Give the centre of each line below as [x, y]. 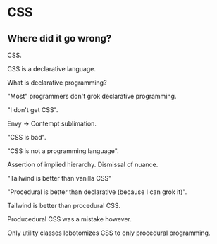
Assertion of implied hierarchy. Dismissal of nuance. [83, 164]
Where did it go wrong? [60, 38]
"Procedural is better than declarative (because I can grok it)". [97, 192]
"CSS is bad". [27, 137]
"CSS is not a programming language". [63, 151]
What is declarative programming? [57, 83]
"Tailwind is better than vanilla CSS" [60, 178]
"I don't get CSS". [33, 110]
